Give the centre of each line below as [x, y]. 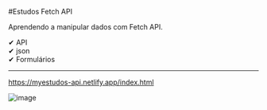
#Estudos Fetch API [41, 12]
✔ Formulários [32, 59]
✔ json [19, 51]
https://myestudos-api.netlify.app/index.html [81, 82]
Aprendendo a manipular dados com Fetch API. [85, 27]
